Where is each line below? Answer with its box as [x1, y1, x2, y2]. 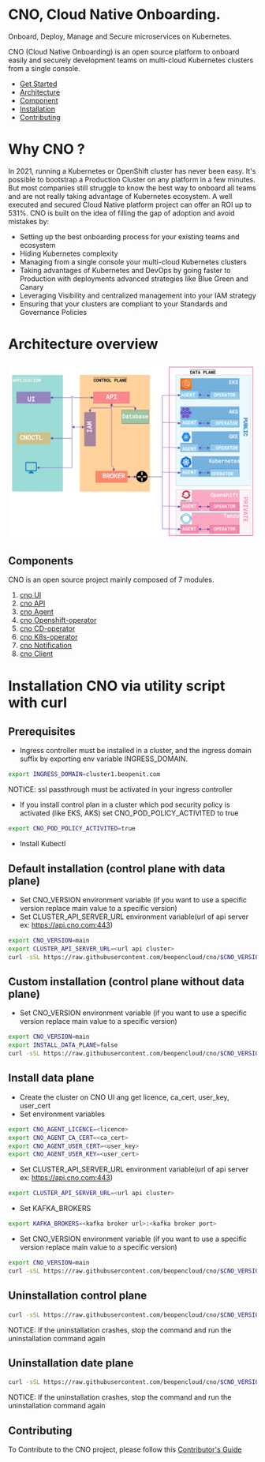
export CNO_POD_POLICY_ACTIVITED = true [8, 825, 136, 833]
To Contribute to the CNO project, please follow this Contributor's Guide [8, 1445, 242, 1454]
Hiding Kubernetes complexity [19, 249, 118, 258]
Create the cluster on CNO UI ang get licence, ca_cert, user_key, [19, 1092, 230, 1102]
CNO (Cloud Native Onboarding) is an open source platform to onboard [8, 47, 240, 56]
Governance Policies [19, 307, 88, 317]
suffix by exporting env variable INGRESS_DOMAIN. [19, 754, 188, 763]
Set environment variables [19, 1109, 105, 1119]
